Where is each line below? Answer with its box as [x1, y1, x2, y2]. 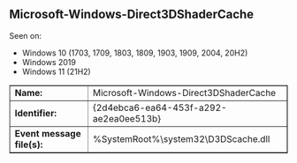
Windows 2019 [21, 56, 77, 67]
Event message [14, 127, 81, 139]
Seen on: [9, 30, 42, 41]
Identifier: [14, 107, 57, 119]
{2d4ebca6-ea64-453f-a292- [92, 101, 227, 114]
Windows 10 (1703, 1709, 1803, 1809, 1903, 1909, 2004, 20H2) [21, 48, 248, 58]
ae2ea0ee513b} [92, 112, 162, 124]
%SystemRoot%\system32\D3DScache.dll [92, 132, 270, 144]
